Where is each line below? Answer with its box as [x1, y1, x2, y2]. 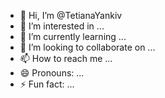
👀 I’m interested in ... [19, 20, 105, 32]
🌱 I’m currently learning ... [19, 31, 127, 42]
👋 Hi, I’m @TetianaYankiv [19, 10, 123, 21]
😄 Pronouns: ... [19, 67, 85, 79]
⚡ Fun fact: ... [19, 78, 75, 90]
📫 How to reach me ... [19, 53, 113, 64]
